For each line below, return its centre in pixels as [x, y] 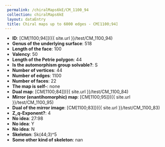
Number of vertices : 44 [37, 70]
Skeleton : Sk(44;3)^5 [34, 134]
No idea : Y [23, 124]
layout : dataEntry [26, 19]
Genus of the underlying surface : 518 [52, 44]
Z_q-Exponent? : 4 [31, 113]
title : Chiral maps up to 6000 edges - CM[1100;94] [63, 24]
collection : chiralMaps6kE [35, 15]
